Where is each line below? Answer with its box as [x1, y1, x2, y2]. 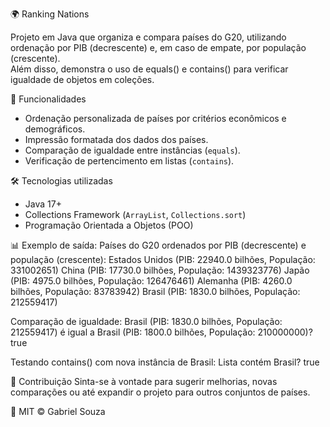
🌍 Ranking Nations [10, 8, 90, 20]
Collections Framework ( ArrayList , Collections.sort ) [24, 209, 247, 220]
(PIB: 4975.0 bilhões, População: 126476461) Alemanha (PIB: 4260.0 [10, 275, 293, 287]
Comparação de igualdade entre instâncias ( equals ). [24, 144, 241, 156]
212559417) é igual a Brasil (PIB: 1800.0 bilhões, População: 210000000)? [10, 326, 313, 338]
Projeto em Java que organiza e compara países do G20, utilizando [10, 31, 287, 43]
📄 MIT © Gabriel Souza [10, 406, 106, 417]
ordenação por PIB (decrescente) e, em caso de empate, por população [10, 42, 307, 53]
